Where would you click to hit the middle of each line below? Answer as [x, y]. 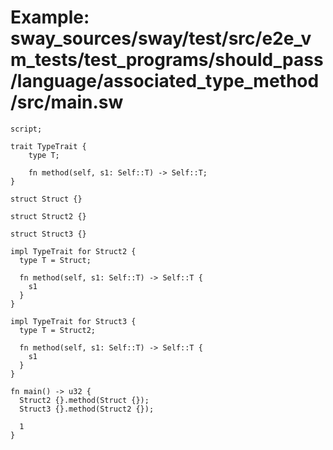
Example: [50, 17]
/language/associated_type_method [165, 81]
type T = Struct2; [58, 330]
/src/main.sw [67, 102]
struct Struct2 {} [48, 216]
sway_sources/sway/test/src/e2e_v [161, 38]
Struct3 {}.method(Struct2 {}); [87, 409]
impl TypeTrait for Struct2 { [73, 251]
